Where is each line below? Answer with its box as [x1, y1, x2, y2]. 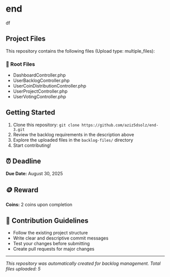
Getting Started [6, 108, 55, 117]
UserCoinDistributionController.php [13, 83, 86, 89]
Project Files [6, 34, 46, 43]
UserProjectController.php [13, 88, 68, 94]
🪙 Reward [6, 186, 39, 194]
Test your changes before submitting [13, 241, 90, 247]
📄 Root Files [6, 60, 35, 67]
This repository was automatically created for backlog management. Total [6, 260, 161, 266]
